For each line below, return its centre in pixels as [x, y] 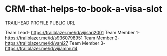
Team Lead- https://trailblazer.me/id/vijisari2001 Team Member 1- [73, 32]
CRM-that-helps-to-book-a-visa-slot [83, 9]
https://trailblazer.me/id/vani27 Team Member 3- [55, 43]
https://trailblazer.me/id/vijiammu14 [41, 48]
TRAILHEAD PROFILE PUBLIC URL [40, 23]
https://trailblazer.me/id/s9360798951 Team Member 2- [62, 38]
